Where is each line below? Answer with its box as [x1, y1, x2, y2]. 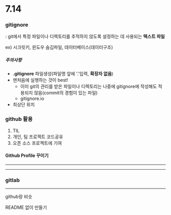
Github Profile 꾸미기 [5, 152, 49, 158]
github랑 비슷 [5, 194, 33, 200]
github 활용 [5, 116, 33, 123]
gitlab [5, 176, 20, 183]
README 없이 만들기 [5, 204, 47, 210]
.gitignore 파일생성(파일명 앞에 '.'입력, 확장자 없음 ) [12, 71, 113, 77]
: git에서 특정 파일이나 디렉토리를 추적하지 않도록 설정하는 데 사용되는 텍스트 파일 [5, 34, 165, 40]
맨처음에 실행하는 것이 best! [12, 77, 69, 83]
